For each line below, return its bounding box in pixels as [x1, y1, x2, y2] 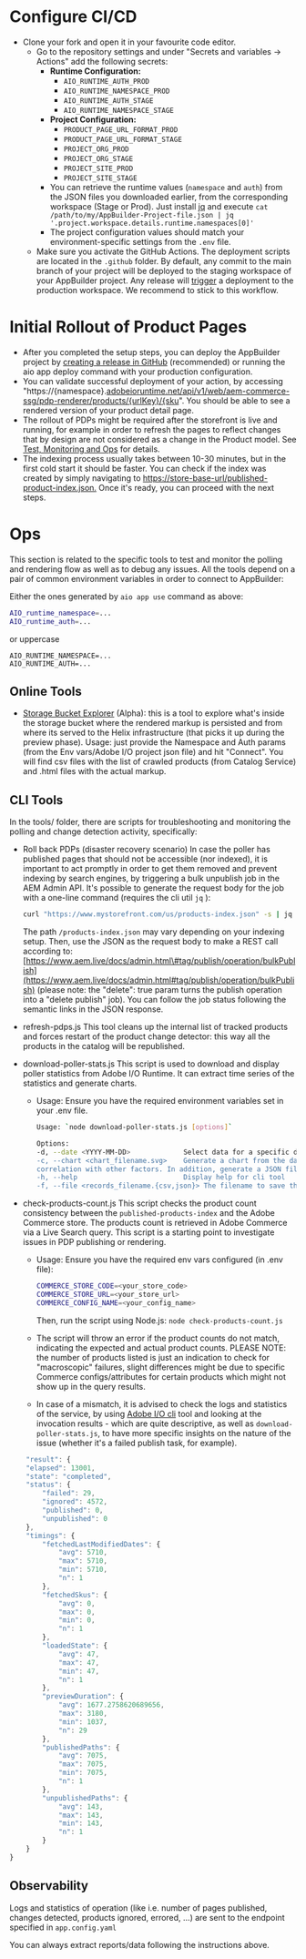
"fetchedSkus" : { [42, 1590, 107, 1599]
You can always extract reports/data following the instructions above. [9, 1939, 270, 1950]
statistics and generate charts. [22, 1077, 138, 1089]
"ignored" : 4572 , [42, 1497, 107, 1506]
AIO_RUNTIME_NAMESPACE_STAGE [63, 106, 175, 115]
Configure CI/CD [9, 6, 138, 27]
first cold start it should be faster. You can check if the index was [22, 463, 267, 474]
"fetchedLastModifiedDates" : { [42, 1539, 161, 1549]
